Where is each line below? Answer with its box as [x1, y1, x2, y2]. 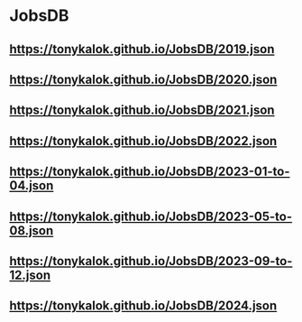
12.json [9, 267, 51, 282]
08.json [9, 223, 54, 238]
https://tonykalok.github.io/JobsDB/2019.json [9, 41, 275, 57]
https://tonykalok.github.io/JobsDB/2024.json [9, 299, 278, 314]
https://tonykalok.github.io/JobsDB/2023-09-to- [9, 253, 293, 269]
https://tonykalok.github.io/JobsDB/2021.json [9, 103, 275, 118]
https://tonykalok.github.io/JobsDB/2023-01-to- [9, 164, 290, 179]
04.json [9, 178, 54, 194]
